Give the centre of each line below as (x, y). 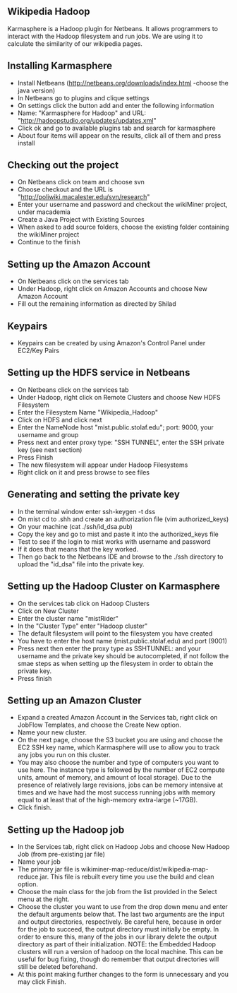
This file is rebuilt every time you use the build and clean (132, 877)
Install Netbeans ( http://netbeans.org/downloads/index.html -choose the (123, 83)
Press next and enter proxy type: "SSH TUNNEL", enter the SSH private (121, 442)
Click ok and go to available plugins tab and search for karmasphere (117, 128)
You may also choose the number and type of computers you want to (118, 763)
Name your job (39, 862)
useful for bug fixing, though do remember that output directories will (118, 959)
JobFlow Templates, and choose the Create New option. (99, 725)
